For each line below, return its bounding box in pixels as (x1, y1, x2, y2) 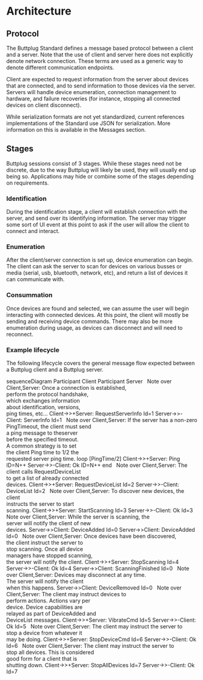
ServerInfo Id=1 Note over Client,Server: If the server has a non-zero (23, 416, 198, 423)
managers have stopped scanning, (6, 552, 93, 559)
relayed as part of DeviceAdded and (6, 610, 96, 617)
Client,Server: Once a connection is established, (6, 384, 127, 391)
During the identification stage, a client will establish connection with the (6, 208, 188, 216)
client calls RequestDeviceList (6, 468, 81, 475)
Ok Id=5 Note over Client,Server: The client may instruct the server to (6, 623, 183, 630)
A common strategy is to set (6, 442, 77, 449)
